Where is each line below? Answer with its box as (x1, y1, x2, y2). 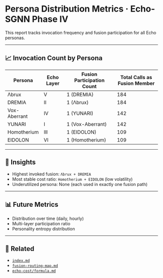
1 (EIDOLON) (66, 128, 97, 135)
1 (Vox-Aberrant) (66, 121, 107, 127)
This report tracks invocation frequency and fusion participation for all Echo (5, 30, 157, 35)
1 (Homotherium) (66, 137, 106, 143)
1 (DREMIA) (66, 91, 94, 98)
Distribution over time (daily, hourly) (12, 216, 84, 221)
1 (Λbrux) (66, 99, 89, 106)
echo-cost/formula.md (12, 269, 56, 274)
